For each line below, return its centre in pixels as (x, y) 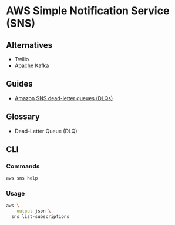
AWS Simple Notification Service (88, 11)
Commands (23, 166)
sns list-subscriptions (40, 217)
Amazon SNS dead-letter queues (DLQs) (64, 98)
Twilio (22, 59)
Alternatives (29, 45)
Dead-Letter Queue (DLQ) (46, 131)
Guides (20, 84)
